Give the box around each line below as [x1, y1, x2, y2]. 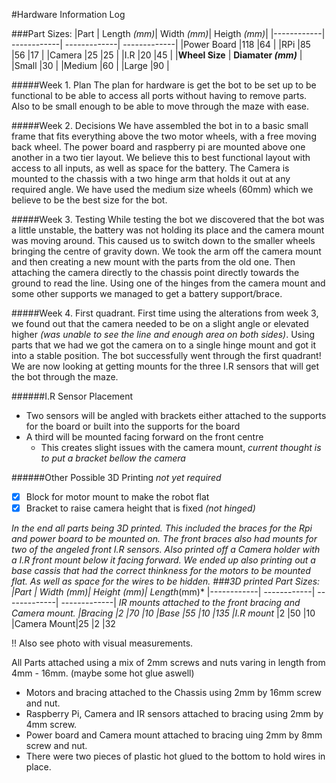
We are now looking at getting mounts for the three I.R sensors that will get [11, 360, 320, 372]
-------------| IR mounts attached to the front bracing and [60, 597, 301, 609]
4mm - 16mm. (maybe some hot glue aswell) [11, 667, 195, 679]
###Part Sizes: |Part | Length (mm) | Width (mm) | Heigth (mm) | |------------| [11, 28, 326, 39]
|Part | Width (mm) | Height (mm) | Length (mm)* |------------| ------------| [11, 586, 316, 598]
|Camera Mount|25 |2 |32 [11, 618, 116, 630]
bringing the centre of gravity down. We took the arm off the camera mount [11, 245, 322, 257]
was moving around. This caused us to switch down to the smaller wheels [11, 235, 316, 246]
